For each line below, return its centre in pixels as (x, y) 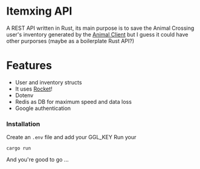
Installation (23, 124)
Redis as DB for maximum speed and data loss (73, 102)
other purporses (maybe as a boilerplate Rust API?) (71, 41)
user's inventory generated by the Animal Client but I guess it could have (97, 34)
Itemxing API (39, 11)
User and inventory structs (48, 82)
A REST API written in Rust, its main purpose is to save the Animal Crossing (100, 28)
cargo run (19, 148)
